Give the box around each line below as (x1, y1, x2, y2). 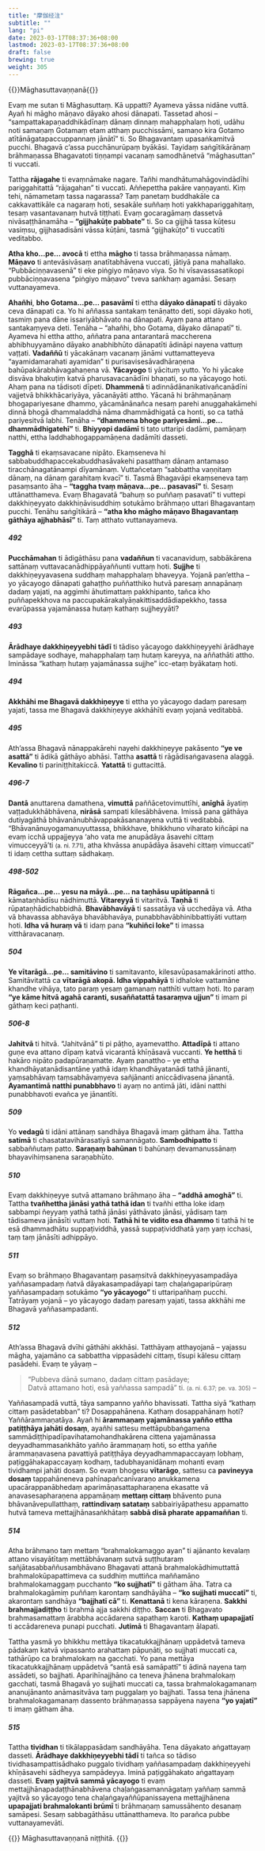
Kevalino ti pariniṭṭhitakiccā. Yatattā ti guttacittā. (8, 760, 167, 769)
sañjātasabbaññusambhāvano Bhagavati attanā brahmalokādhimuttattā (8, 1563, 240, 1572)
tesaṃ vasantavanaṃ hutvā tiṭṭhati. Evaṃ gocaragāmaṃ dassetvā (8, 208, 223, 218)
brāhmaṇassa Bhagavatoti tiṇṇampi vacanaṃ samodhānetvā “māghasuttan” (8, 150, 256, 160)
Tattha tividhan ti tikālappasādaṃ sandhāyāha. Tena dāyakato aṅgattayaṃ (8, 1742, 251, 1752)
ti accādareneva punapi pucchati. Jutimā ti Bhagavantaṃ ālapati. (8, 1621, 220, 1632)
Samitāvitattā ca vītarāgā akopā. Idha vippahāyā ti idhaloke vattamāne (8, 975, 240, 985)
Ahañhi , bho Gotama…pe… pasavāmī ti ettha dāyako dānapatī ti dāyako (8, 298, 248, 307)
